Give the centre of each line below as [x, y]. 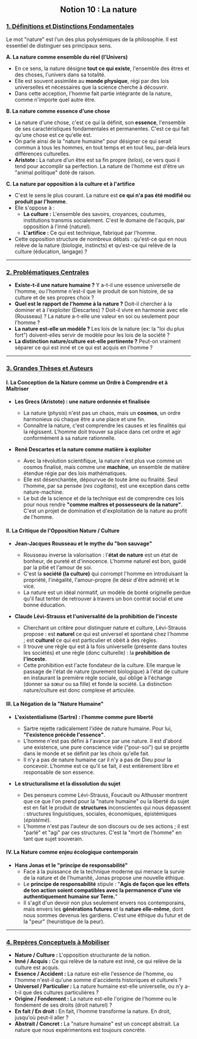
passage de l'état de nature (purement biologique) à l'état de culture [106, 672]
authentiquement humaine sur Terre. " [70, 896]
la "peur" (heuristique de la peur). [64, 921]
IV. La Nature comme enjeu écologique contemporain [72, 852]
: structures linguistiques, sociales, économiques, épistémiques [100, 814]
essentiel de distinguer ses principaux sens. [59, 45]
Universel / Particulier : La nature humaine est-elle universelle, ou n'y [99, 986]
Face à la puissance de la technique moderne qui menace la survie [104, 871]
